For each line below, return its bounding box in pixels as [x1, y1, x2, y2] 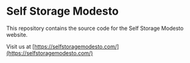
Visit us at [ [6, 43, 35, 50]
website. [6, 31, 28, 38]
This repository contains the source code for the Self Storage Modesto [6, 24, 184, 32]
